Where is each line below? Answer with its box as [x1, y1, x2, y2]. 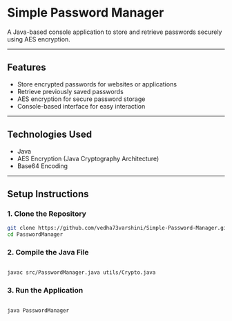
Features [7, 62, 46, 73]
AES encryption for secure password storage [17, 95, 146, 103]
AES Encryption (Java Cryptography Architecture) [17, 154, 159, 163]
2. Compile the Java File [7, 247, 89, 257]
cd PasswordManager [7, 231, 64, 238]
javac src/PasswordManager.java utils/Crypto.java [7, 269, 156, 276]
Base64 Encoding [17, 161, 68, 170]
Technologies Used [7, 129, 92, 140]
